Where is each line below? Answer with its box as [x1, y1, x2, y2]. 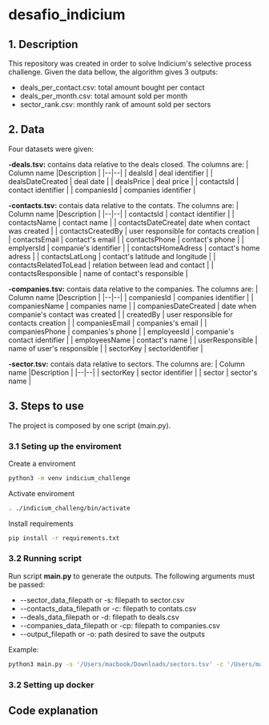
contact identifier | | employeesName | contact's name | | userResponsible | [8, 334, 258, 345]
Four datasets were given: [8, 144, 94, 154]
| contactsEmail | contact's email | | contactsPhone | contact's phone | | [8, 234, 244, 244]
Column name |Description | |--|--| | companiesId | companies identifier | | [8, 292, 254, 302]
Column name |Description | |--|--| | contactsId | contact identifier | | [8, 209, 235, 218]
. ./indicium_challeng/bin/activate [8, 504, 130, 512]
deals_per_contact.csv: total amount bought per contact [19, 82, 206, 92]
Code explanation [8, 704, 98, 718]
